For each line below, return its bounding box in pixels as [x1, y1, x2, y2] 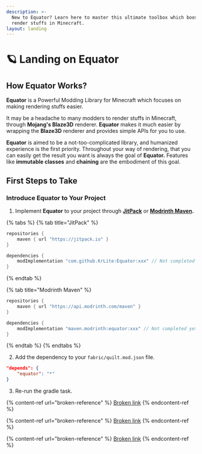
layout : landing [6, 25, 47, 32]
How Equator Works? [6, 81, 87, 91]
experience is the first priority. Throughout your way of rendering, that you [6, 146, 191, 153]
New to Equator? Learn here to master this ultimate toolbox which [11, 14, 185, 20]
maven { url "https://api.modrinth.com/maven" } [17, 304, 141, 310]
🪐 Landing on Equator [6, 52, 119, 66]
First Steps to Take [6, 176, 78, 186]
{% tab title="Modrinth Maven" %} [6, 286, 92, 293]
